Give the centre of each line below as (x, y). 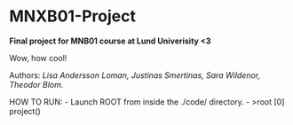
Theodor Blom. (36, 84)
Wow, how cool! (38, 58)
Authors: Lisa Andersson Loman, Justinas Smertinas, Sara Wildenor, (135, 75)
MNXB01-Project (72, 16)
